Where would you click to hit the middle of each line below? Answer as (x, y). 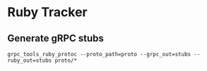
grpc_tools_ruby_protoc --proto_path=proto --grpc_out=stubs (99, 54)
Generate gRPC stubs (55, 38)
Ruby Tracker (48, 12)
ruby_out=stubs (30, 60)
